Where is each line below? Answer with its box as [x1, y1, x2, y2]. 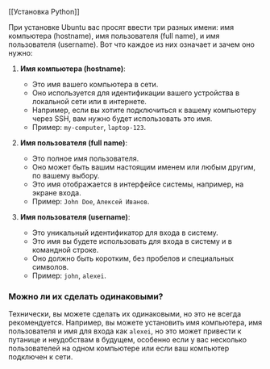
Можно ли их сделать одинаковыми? [8, 291, 164, 302]
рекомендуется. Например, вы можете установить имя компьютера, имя [8, 318, 263, 328]
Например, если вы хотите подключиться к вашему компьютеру [31, 105, 256, 115]
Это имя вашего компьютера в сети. [31, 80, 159, 89]
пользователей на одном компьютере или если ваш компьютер [8, 343, 230, 354]
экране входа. [31, 188, 82, 197]
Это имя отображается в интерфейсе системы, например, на [31, 179, 244, 189]
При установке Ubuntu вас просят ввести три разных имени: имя [8, 23, 235, 31]
